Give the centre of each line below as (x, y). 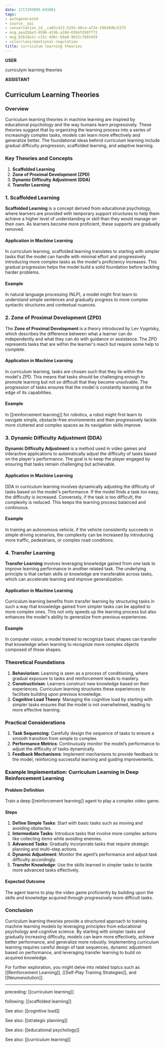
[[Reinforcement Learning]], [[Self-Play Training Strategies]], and (71, 972)
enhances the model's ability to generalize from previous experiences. (76, 617)
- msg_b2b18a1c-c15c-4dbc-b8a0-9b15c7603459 (51, 37)
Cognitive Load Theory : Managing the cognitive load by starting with (82, 699)
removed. (15, 229)
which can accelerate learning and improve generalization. (64, 579)
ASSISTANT (18, 79)
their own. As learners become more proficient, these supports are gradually (82, 224)
